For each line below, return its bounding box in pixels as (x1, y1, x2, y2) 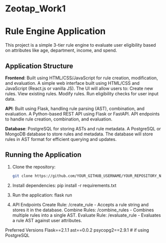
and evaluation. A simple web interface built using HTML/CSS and (5, 80, 140, 86)
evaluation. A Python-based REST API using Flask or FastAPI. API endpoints (5, 111, 160, 117)
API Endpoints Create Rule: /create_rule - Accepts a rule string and (12, 201, 149, 207)
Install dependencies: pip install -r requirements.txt (12, 182, 116, 188)
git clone (12, 173, 33, 179)
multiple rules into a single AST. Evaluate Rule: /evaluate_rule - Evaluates (12, 212, 161, 218)
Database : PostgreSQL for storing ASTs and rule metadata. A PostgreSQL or (5, 125, 161, 131)
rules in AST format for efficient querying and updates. (5, 136, 117, 142)
